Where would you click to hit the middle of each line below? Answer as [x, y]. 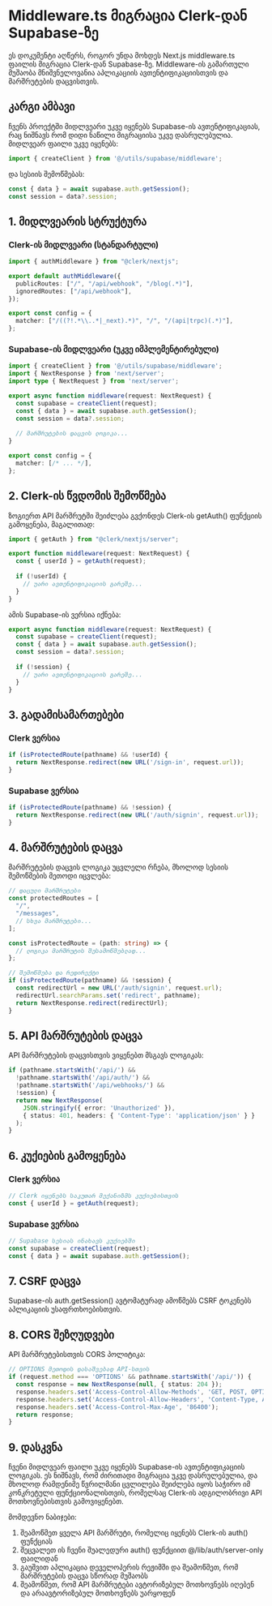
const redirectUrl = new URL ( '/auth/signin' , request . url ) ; [119, 988]
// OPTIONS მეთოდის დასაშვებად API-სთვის [79, 1369]
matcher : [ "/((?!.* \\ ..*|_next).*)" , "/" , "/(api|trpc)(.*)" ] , [124, 321]
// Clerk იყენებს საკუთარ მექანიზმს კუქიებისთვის [94, 1196]
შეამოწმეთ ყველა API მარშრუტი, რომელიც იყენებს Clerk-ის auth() [134, 1533]
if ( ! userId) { [41, 577]
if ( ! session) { [43, 667]
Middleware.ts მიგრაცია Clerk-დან [128, 16]
